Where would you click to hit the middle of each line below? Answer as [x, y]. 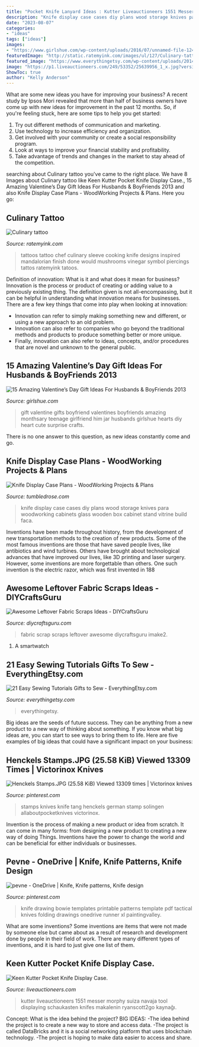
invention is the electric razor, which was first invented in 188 [81, 570]
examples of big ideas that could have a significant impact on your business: [99, 741]
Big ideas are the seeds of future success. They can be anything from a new [99, 722]
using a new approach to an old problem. [65, 322]
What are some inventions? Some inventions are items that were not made [97, 926]
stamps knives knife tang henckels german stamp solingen [92, 807]
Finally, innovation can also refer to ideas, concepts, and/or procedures [102, 341]
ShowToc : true [24, 72]
